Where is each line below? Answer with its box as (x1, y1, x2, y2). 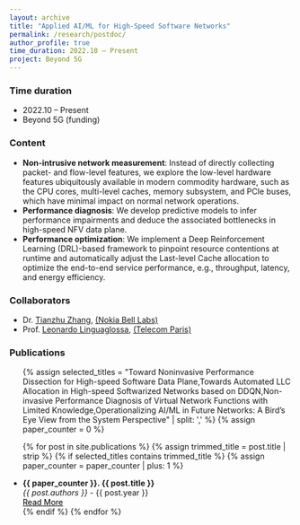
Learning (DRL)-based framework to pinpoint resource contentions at (22, 243, 279, 254)
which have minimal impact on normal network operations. (22, 195, 240, 206)
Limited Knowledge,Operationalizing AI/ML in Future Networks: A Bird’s (22, 405, 286, 416)
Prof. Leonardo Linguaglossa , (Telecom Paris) (22, 324, 191, 335)
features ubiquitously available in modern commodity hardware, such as (22, 176, 290, 187)
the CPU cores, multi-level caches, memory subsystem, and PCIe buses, (22, 186, 292, 197)
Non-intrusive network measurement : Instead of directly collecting (22, 157, 275, 168)
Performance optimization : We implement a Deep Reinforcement (22, 233, 265, 244)
